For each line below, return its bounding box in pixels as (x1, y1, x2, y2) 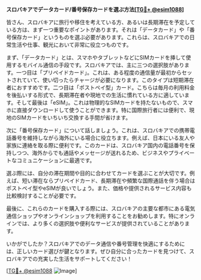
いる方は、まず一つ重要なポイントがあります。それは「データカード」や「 (6, 26, 190, 33)
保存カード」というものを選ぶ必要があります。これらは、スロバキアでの (11, 34, 190, 41)
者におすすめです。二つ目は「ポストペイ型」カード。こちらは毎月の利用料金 (6, 84, 195, 91)
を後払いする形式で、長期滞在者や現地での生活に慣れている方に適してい (6, 91, 185, 99)
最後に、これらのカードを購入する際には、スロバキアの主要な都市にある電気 (6, 205, 196, 212)
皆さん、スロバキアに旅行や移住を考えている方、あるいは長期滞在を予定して (6, 19, 195, 26)
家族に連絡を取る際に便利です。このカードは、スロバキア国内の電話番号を (6, 142, 190, 149)
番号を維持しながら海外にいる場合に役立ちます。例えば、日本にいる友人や (11, 135, 195, 141)
